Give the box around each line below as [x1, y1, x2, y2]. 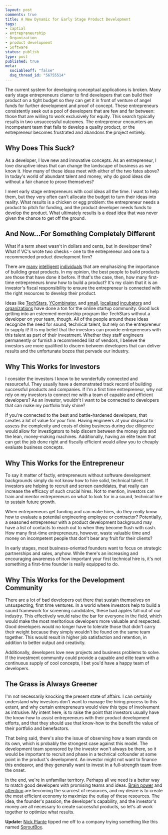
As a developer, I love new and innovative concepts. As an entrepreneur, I [5, 157, 156, 163]
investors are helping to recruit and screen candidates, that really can [5, 483, 148, 489]
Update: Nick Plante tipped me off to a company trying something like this [5, 818, 158, 824]
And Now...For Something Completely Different [5, 230, 155, 238]
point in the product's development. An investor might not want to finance [5, 756, 157, 762]
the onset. [5, 767, 26, 773]
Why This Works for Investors [5, 362, 100, 371]
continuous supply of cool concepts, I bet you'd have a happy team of [5, 660, 149, 666]
